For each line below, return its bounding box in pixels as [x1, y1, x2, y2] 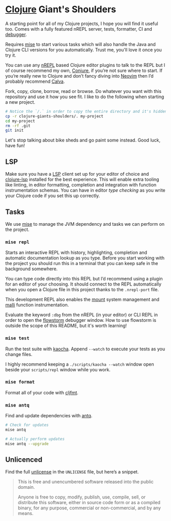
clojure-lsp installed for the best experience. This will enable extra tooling [5, 176, 159, 182]
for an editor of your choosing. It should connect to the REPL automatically [5, 281, 162, 287]
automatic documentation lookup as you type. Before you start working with [5, 255, 164, 261]
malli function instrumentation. [5, 302, 69, 308]
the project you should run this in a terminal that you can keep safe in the [5, 260, 159, 267]
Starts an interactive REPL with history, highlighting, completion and [5, 249, 148, 256]
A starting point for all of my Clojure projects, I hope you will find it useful [5, 20, 159, 27]
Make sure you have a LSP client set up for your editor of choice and [5, 171, 149, 177]
